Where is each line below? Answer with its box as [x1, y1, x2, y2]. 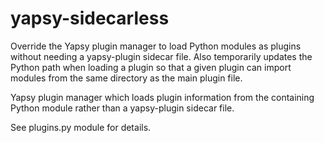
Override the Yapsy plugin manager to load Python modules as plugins [10, 40, 302, 52]
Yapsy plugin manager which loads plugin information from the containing [10, 91, 315, 103]
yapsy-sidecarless [10, 7, 170, 30]
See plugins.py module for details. [10, 121, 152, 133]
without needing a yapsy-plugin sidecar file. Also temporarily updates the [10, 50, 313, 62]
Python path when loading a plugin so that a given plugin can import [10, 61, 292, 73]
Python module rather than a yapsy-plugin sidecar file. [10, 102, 235, 114]
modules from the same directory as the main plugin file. [10, 72, 243, 84]
